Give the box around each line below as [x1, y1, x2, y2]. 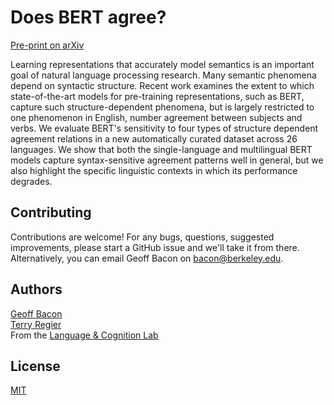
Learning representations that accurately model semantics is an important [10, 58, 315, 70]
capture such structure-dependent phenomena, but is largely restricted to [10, 101, 315, 113]
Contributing [10, 204, 92, 221]
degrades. [10, 175, 53, 187]
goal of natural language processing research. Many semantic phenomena [10, 69, 317, 81]
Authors [10, 281, 63, 298]
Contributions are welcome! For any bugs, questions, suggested [10, 231, 275, 243]
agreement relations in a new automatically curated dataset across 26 [10, 132, 298, 145]
